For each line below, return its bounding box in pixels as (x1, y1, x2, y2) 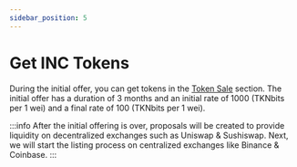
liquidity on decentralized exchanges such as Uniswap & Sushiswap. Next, (9, 130, 289, 141)
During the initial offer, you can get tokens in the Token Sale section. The (9, 83, 282, 94)
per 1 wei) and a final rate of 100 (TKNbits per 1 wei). (9, 102, 206, 113)
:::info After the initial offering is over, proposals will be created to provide (9, 120, 285, 130)
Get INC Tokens (9, 52, 130, 73)
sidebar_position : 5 (9, 13, 88, 23)
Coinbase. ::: (9, 149, 57, 160)
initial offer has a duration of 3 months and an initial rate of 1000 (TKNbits (9, 92, 285, 103)
